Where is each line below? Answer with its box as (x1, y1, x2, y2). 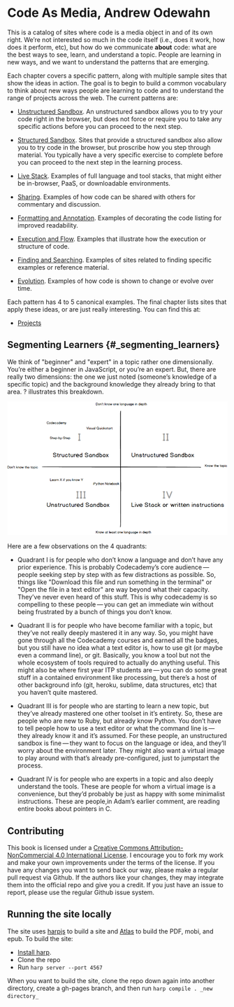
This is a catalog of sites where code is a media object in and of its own (7, 28, 213, 36)
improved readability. (17, 221, 78, 229)
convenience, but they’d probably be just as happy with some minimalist (17, 790, 226, 798)
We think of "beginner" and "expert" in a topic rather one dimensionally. (7, 357, 214, 366)
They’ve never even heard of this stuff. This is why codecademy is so (17, 593, 218, 602)
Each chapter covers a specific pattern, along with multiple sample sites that (7, 71, 227, 80)
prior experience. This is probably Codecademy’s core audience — (17, 563, 210, 571)
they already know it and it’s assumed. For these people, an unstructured (17, 732, 227, 740)
